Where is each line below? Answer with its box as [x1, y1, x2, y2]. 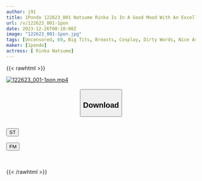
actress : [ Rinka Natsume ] [6, 48, 74, 54]
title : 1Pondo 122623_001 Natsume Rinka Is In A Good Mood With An [6, 14, 179, 20]
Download [83, 100, 119, 109]
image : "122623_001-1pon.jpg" [6, 31, 82, 37]
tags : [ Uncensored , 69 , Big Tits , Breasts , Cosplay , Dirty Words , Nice [6, 37, 189, 43]
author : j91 [6, 8, 36, 15]
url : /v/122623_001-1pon [6, 20, 69, 26]
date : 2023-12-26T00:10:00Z [6, 25, 77, 32]
